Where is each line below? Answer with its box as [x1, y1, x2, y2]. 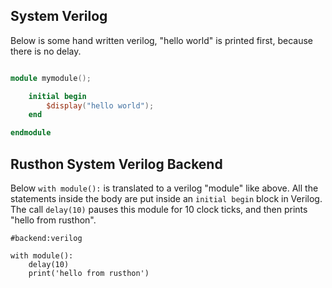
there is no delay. [10, 45, 82, 57]
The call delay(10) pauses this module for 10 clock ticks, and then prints [10, 204, 308, 215]
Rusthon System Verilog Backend [10, 155, 223, 173]
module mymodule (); [10, 73, 92, 83]
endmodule [10, 128, 52, 138]
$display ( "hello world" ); [46, 100, 155, 111]
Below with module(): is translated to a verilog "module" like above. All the [10, 182, 319, 194]
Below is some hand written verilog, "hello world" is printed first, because [10, 34, 313, 46]
